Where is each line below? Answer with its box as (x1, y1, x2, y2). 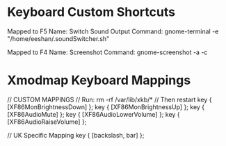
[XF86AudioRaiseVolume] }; (7, 117, 87, 126)
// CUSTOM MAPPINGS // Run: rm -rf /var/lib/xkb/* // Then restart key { (7, 95, 212, 104)
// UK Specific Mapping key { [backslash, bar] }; (7, 131, 145, 139)
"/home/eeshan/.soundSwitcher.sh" (7, 34, 110, 42)
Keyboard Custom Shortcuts (7, 4, 176, 20)
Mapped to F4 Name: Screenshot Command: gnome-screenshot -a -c (7, 48, 208, 56)
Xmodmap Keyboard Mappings (7, 72, 191, 88)
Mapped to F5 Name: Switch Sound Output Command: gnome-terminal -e (7, 27, 219, 35)
